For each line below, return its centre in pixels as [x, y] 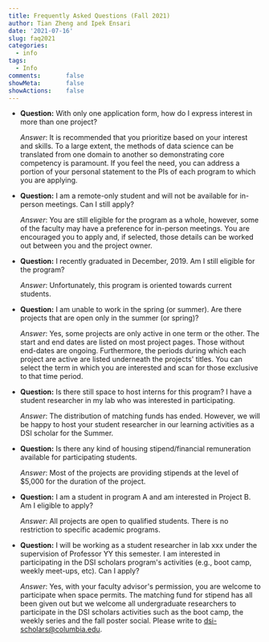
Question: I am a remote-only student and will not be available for [129, 196]
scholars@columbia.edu [60, 629]
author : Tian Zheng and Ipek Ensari [69, 23]
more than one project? [59, 122]
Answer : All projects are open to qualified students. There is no [124, 521]
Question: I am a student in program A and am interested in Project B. [135, 497]
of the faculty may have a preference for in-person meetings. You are [135, 228]
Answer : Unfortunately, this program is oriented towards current [126, 286]
